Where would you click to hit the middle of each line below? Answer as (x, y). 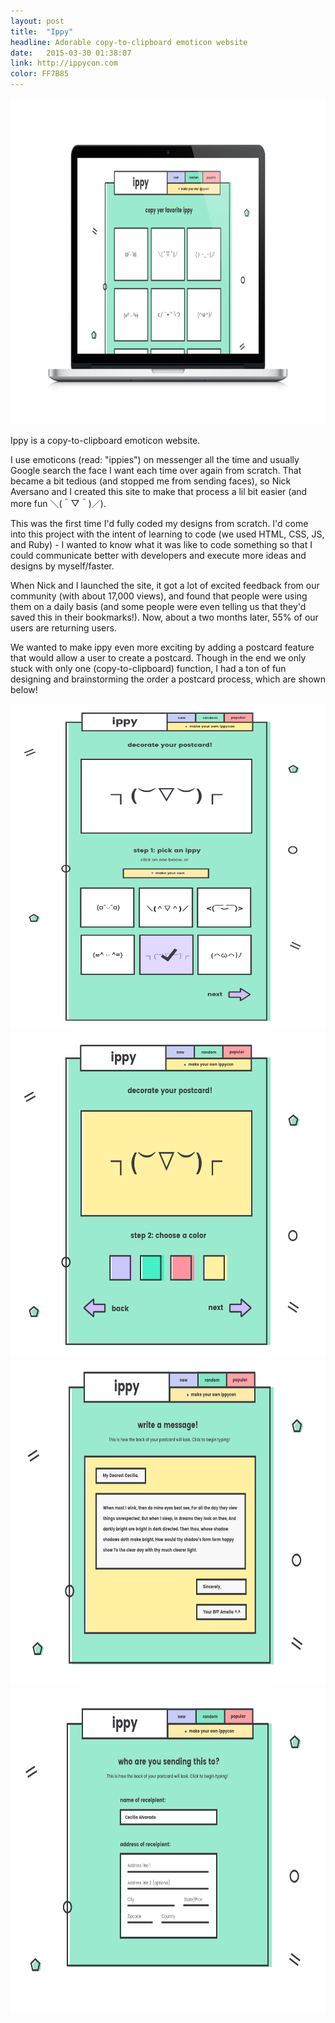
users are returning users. (63, 628)
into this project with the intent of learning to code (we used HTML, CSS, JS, (167, 534)
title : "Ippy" (42, 31)
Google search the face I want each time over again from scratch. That (156, 470)
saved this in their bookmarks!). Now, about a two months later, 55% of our (164, 617)
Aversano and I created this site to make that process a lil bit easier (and (159, 491)
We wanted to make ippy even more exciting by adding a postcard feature (162, 647)
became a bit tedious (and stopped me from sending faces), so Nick (151, 481)
